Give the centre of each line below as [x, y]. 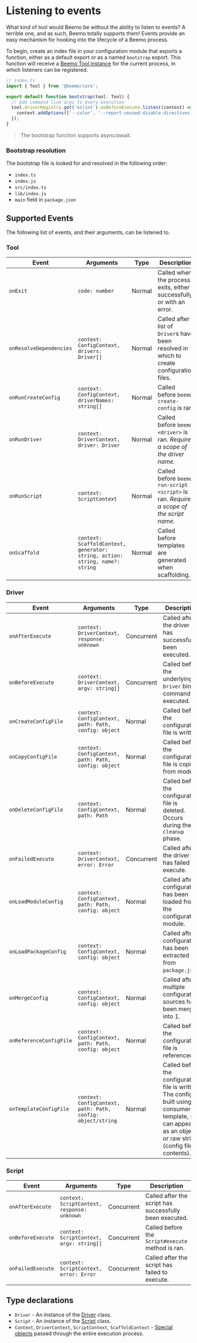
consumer [177, 1109]
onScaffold [24, 553]
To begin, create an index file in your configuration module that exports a [94, 51]
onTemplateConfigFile [39, 1109]
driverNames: [96, 401]
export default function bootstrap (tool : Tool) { [68, 96]
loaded [172, 901]
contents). [177, 1153]
